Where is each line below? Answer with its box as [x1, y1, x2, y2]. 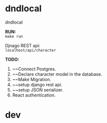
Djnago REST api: [5, 42, 40, 48]
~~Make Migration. [12, 76, 51, 82]
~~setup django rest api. [12, 82, 63, 88]
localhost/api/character [5, 48, 56, 53]
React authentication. [12, 92, 56, 98]
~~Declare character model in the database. [12, 71, 103, 77]
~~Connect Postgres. [12, 66, 56, 72]
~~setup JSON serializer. [12, 87, 64, 92]
